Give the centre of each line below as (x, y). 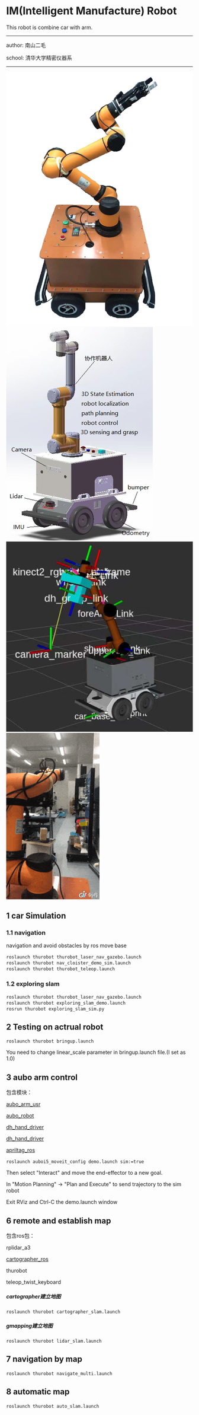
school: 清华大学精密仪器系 (39, 58)
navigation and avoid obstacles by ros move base (67, 946)
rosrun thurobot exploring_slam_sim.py (55, 1009)
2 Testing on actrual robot (55, 1027)
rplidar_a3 (18, 1247)
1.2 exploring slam (33, 984)
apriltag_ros (21, 1150)
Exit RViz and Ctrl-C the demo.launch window (62, 1202)
